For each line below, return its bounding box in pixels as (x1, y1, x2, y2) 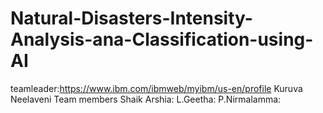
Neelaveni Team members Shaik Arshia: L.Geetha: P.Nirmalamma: (10, 93, 282, 105)
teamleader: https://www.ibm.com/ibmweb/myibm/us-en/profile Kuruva (10, 82, 303, 94)
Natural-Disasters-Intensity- (10, 7, 253, 30)
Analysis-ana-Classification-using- (10, 28, 314, 51)
